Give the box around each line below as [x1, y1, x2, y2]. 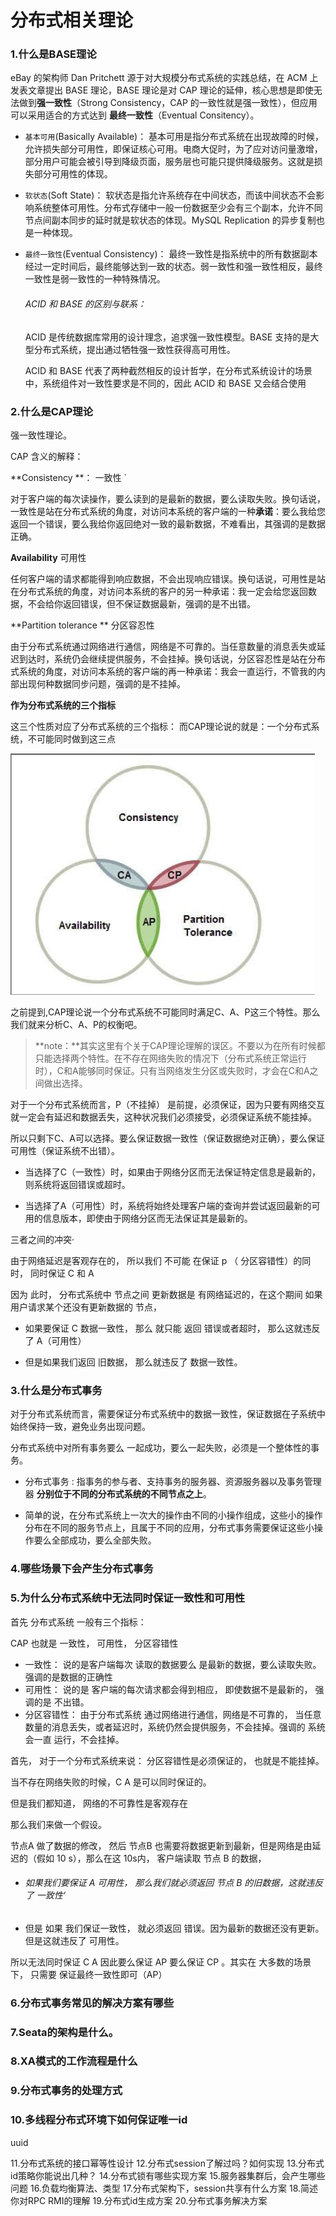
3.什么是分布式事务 [10, 1383, 103, 1397]
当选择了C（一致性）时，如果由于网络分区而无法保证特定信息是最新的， [24, 1166, 322, 1178]
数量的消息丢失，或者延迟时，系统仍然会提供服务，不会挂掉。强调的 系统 [24, 1721, 326, 1733]
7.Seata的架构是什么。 [10, 2025, 120, 2039]
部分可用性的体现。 [33, 168, 113, 180]
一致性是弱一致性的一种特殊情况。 [24, 273, 166, 285]
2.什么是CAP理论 [10, 404, 94, 418]
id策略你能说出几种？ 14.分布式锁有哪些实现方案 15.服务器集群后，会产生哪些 [10, 2169, 326, 2181]
